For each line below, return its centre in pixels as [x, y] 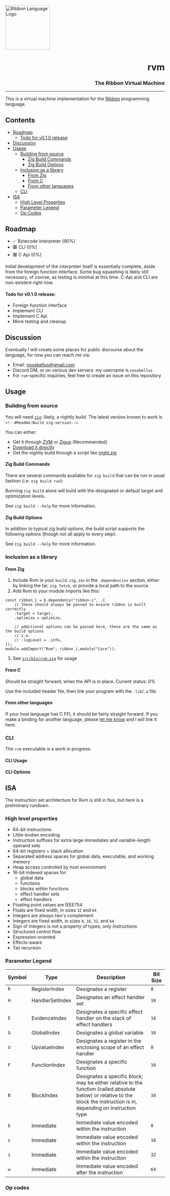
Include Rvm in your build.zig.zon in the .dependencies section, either [86, 580]
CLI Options [18, 772]
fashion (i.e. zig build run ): [34, 481]
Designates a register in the [109, 1041]
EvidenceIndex [49, 1018]
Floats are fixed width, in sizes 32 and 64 [55, 910]
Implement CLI [28, 311]
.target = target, [34, 614]
